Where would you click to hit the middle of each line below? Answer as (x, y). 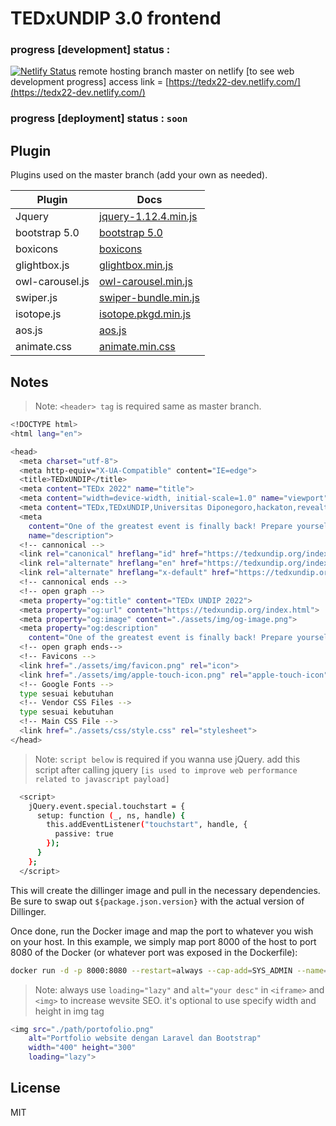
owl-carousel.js (52, 282)
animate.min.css (137, 347)
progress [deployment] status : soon (99, 119)
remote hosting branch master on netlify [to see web (186, 71)
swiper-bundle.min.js (149, 298)
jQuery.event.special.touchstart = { (107, 806)
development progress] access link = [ (90, 82)
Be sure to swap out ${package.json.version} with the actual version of (157, 901)
